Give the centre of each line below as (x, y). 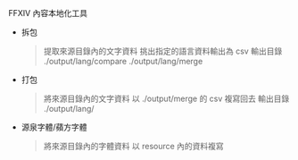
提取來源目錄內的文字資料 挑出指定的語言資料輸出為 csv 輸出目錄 (163, 51)
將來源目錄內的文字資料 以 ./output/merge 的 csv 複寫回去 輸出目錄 (166, 98)
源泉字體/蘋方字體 (54, 127)
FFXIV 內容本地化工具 (48, 13)
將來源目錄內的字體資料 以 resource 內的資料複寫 (133, 146)
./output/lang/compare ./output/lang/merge (123, 61)
